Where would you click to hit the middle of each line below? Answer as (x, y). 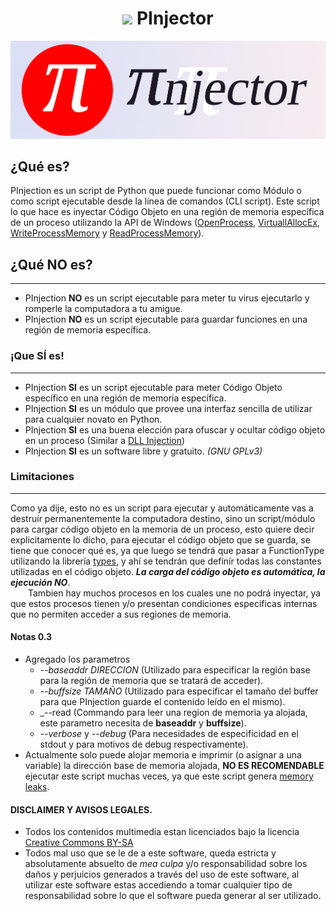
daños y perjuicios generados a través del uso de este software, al (162, 874)
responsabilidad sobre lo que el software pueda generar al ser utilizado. (173, 896)
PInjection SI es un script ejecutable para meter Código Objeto (153, 387)
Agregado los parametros (77, 659)
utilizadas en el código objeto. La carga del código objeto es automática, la (168, 571)
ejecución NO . (40, 582)
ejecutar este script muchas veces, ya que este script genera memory (169, 776)
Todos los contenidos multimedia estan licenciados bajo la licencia (162, 832)
